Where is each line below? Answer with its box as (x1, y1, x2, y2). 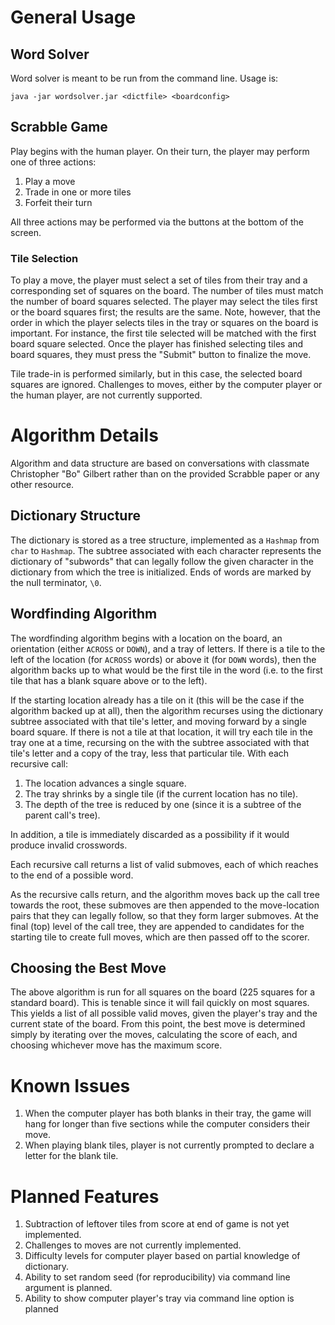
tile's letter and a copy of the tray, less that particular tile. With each (10, 747, 290, 759)
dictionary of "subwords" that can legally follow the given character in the (10, 555, 315, 567)
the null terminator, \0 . (10, 576, 102, 588)
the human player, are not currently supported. (10, 389, 203, 401)
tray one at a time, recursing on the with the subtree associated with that (10, 736, 310, 748)
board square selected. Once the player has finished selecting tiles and (10, 338, 304, 350)
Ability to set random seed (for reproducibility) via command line (24, 1271, 291, 1283)
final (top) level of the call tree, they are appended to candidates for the (10, 920, 305, 932)
